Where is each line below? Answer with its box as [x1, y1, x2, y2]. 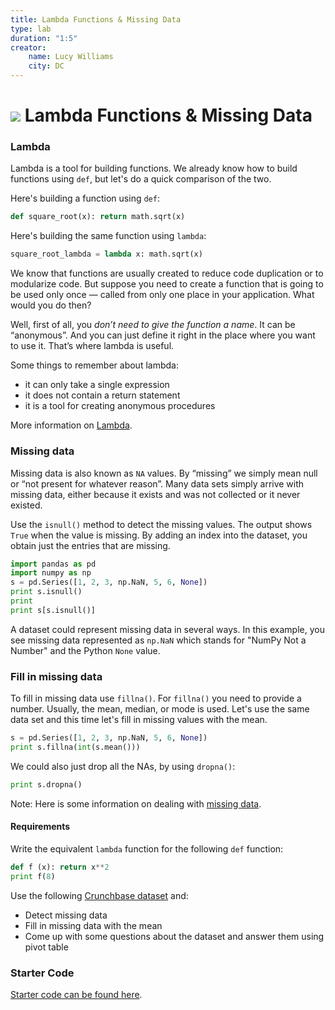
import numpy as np [10, 568, 92, 578]
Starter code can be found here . [10, 988, 143, 1000]
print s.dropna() [10, 779, 83, 790]
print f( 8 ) [10, 871, 56, 881]
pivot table [24, 941, 69, 953]
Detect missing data [24, 909, 108, 921]
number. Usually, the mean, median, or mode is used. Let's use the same [10, 703, 310, 715]
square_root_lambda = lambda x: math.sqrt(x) [10, 249, 203, 260]
